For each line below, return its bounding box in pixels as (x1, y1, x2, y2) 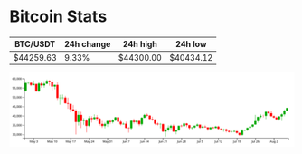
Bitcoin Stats (9, 6, 108, 27)
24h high (122, 39, 158, 50)
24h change (64, 39, 111, 50)
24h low (175, 39, 207, 50)
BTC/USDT (14, 39, 56, 50)
